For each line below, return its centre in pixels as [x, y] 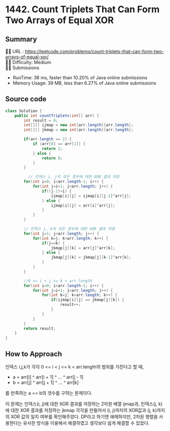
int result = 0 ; [41, 120]
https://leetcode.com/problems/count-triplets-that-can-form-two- [94, 51]
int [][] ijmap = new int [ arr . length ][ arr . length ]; [79, 125]
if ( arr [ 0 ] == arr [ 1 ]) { [59, 144]
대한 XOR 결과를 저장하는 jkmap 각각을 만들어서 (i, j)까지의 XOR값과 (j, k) [84, 410]
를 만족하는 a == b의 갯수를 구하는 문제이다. [49, 393]
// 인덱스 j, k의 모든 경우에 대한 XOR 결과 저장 [69, 229]
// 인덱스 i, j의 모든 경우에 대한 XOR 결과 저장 [74, 177]
